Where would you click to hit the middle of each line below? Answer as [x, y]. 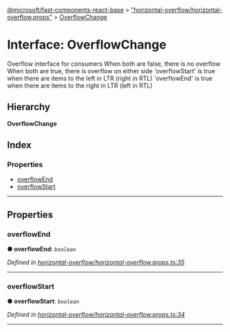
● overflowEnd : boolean [42, 249]
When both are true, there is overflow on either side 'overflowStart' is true [111, 71]
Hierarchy [29, 107]
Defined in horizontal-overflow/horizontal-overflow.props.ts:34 [96, 315]
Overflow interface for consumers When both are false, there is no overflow [114, 64]
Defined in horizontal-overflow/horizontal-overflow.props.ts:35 [96, 262]
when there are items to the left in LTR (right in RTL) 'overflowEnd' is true [110, 78]
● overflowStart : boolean [43, 301]
